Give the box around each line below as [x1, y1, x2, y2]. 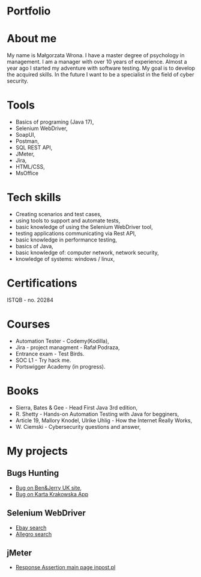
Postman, [15, 137, 40, 145]
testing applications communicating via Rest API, [15, 230, 137, 237]
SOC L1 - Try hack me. [15, 357, 71, 364]
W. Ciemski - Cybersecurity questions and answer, [15, 423, 141, 430]
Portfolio [7, 4, 51, 18]
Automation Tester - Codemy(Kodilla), [15, 337, 110, 345]
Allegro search [15, 530, 52, 537]
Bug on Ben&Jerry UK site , [15, 484, 82, 491]
